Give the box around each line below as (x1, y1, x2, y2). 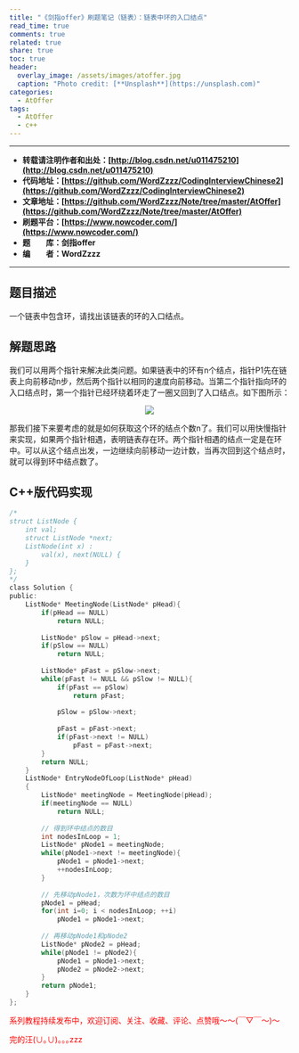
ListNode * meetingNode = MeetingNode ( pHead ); (41, 791, 214, 800)
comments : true (9, 29, 66, 38)
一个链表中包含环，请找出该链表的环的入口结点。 (9, 310, 189, 321)
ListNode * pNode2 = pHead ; (41, 940, 141, 949)
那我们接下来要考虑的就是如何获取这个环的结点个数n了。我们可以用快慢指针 (9, 423, 287, 433)
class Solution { (9, 583, 74, 593)
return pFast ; (72, 691, 125, 700)
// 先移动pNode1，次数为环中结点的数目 (41, 890, 171, 899)
